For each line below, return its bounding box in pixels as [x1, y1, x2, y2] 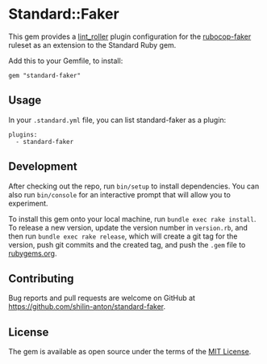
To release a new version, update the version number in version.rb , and [8, 222, 248, 232]
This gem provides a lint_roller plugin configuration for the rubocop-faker [8, 32, 252, 41]
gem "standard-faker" [8, 71, 81, 79]
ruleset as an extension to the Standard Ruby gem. [8, 40, 177, 49]
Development [8, 159, 78, 174]
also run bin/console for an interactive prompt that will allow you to [8, 189, 232, 199]
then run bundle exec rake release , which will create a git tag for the [8, 231, 238, 241]
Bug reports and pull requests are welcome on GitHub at [8, 293, 196, 303]
